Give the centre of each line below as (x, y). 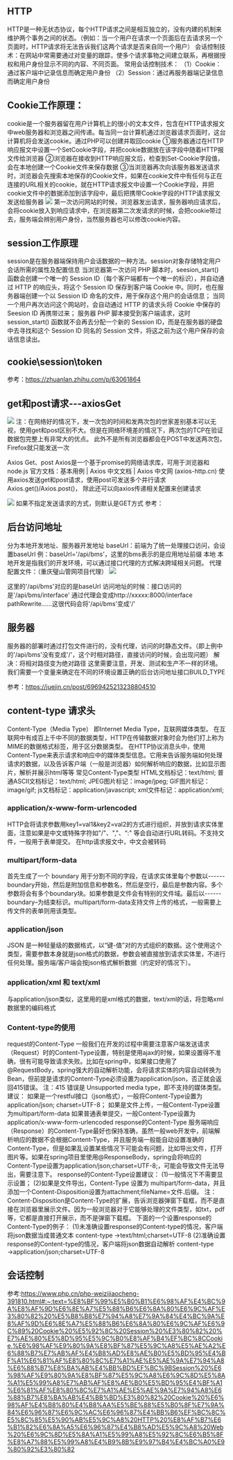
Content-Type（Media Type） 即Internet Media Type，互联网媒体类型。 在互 (116, 729)
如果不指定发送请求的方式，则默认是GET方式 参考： (89, 503)
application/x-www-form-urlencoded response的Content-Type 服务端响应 (113, 1122)
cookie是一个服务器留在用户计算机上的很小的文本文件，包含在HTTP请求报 (113, 123)
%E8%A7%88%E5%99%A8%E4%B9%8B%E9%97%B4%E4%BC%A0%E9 (116, 1442)
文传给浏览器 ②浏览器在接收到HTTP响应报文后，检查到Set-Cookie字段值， (115, 158)
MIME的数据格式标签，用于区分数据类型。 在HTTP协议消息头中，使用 (106, 746)
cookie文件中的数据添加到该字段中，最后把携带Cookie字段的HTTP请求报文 (114, 193)
